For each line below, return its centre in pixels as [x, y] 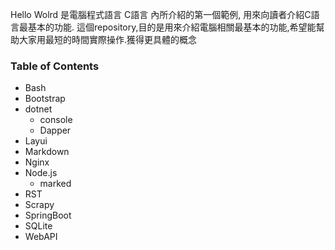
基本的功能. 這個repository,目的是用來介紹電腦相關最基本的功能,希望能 [172, 27]
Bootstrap [45, 99]
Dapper [55, 130]
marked [55, 184]
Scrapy [39, 205]
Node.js [41, 173]
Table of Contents [55, 66]
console [56, 120]
